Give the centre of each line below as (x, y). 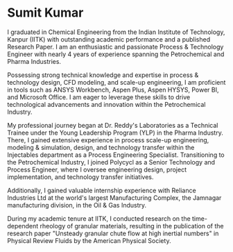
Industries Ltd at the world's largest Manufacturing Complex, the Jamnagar (114, 198)
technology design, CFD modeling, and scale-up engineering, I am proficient (116, 82)
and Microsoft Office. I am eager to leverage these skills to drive (99, 97)
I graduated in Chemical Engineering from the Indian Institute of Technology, (116, 32)
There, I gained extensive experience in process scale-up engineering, (108, 140)
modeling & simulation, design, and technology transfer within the (101, 147)
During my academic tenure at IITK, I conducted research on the (99, 218)
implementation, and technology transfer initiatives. (80, 177)
